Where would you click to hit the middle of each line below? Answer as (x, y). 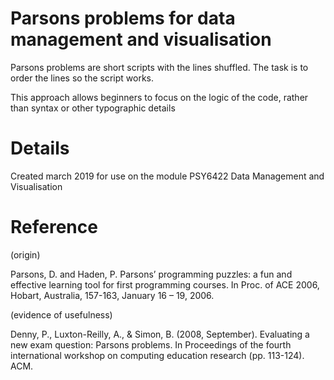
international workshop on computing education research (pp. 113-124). (157, 355)
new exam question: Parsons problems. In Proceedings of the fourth (151, 344)
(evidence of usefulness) (61, 314)
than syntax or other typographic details (93, 108)
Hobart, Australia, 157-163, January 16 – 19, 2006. (112, 295)
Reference (54, 227)
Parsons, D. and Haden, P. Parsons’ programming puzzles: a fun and (151, 274)
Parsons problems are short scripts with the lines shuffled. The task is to (159, 67)
